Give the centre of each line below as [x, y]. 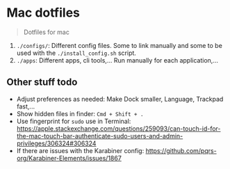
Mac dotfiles [43, 13]
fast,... [26, 106]
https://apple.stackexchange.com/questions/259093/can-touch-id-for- [118, 128]
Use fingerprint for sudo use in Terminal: [74, 121]
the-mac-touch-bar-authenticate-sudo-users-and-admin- [100, 136]
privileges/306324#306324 [56, 143]
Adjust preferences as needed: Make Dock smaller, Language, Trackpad [120, 99]
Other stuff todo [42, 82]
